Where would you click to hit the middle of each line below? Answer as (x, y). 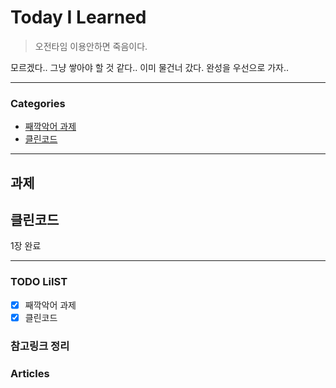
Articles (30, 373)
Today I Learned (78, 17)
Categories (38, 103)
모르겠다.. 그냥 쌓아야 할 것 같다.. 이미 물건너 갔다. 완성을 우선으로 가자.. (150, 67)
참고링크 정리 (40, 346)
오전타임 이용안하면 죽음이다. (91, 46)
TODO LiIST (39, 282)
